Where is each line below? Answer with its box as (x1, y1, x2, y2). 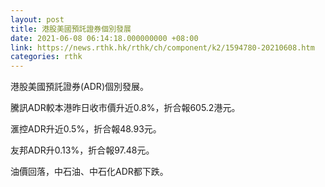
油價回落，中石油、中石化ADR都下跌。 (10, 166, 169, 178)
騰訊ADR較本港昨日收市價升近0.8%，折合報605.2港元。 (10, 102, 241, 114)
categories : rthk (10, 52, 83, 62)
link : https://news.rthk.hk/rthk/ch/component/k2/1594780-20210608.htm (10, 42, 315, 53)
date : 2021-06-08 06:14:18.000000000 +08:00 (10, 33, 199, 43)
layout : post (10, 14, 65, 25)
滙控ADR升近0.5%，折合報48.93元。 (10, 123, 162, 135)
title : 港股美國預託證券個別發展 (10, 24, 132, 34)
